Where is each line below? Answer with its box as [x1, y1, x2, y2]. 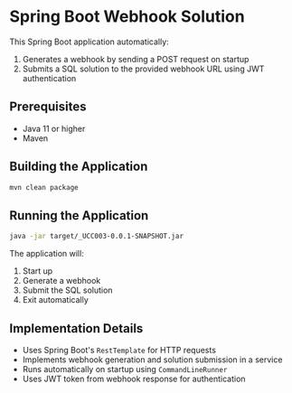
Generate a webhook [22, 276, 101, 286]
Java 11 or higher [22, 123, 86, 134]
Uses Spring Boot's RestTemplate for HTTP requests [22, 344, 217, 355]
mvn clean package [9, 182, 79, 192]
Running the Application [9, 208, 149, 223]
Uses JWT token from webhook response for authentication [22, 373, 246, 384]
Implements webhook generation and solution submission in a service [22, 354, 283, 365]
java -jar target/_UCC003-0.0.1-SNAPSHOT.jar [9, 232, 184, 241]
